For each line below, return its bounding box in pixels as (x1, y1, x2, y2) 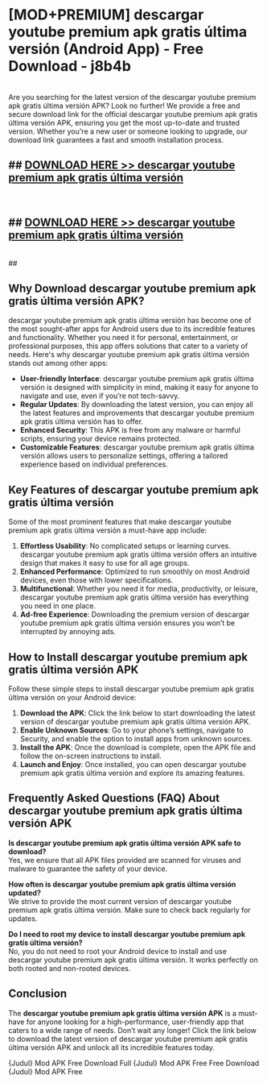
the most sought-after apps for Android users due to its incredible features (8, 324, 256, 334)
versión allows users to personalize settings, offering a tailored (19, 451, 228, 461)
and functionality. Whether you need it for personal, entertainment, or (8, 333, 239, 342)
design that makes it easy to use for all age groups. (19, 558, 190, 568)
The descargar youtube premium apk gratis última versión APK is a (8, 1008, 237, 1018)
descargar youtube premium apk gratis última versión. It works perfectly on (8, 955, 259, 965)
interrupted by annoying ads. (19, 627, 117, 637)
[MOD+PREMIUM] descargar (8, 6, 204, 24)
